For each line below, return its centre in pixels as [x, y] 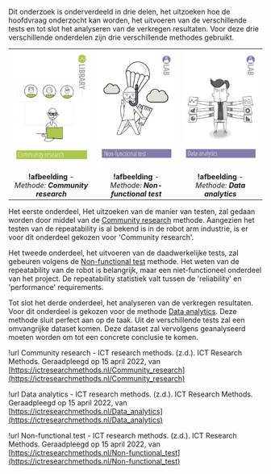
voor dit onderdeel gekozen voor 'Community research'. [101, 237]
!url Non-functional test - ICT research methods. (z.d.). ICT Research [123, 436]
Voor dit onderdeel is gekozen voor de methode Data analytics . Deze [123, 312]
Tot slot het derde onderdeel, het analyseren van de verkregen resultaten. [131, 303]
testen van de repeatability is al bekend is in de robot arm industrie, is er [128, 229]
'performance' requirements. [56, 287]
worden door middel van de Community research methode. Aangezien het [131, 220]
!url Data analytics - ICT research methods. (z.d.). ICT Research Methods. [131, 394]
